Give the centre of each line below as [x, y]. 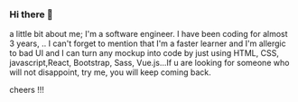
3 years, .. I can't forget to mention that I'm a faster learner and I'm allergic [148, 43]
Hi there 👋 [32, 14]
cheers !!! [27, 90]
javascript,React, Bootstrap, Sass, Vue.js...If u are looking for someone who [149, 63]
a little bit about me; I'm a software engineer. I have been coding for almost [149, 34]
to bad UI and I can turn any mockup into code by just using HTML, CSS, [144, 53]
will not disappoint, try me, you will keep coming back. [111, 72]
